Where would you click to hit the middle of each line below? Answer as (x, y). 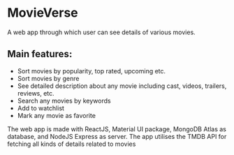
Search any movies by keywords (64, 101)
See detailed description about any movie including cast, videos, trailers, (122, 86)
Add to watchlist (41, 108)
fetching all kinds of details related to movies (72, 144)
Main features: (40, 54)
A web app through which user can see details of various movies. (101, 32)
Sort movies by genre (48, 78)
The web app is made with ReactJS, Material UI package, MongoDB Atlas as (117, 129)
